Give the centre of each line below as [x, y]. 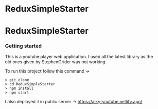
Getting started [24, 46]
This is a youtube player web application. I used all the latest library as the [79, 56]
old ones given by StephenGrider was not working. [56, 62]
